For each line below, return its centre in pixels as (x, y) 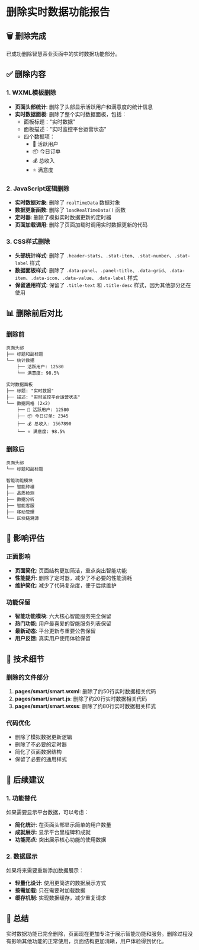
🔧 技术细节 (25, 659)
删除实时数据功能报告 (58, 12)
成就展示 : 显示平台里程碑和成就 (52, 832)
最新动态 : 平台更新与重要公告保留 (55, 631)
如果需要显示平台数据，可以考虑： (48, 812)
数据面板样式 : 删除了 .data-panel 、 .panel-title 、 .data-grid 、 (92, 270)
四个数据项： (39, 136)
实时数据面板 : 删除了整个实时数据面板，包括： (71, 114)
